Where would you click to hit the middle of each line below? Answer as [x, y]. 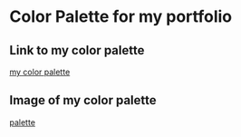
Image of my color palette [83, 100]
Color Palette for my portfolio [121, 17]
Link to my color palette [77, 50]
